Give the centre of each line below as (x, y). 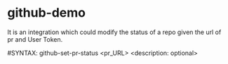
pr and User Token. (35, 39)
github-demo (47, 13)
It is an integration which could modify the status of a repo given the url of (114, 32)
